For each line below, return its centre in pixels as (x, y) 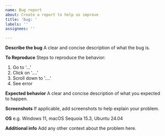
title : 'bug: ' (21, 19)
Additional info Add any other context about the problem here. (71, 128)
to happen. (16, 99)
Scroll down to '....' (32, 78)
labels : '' (17, 24)
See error (23, 84)
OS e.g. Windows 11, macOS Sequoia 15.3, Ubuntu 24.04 (64, 118)
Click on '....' (25, 73)
